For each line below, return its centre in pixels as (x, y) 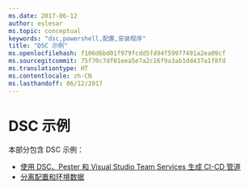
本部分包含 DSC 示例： (46, 149)
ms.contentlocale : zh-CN (50, 76)
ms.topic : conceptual (45, 31)
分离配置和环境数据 (52, 177)
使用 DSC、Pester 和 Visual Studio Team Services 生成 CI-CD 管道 (130, 167)
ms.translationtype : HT (49, 69)
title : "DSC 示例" (38, 46)
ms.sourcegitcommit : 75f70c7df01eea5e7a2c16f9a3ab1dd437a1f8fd (117, 61)
